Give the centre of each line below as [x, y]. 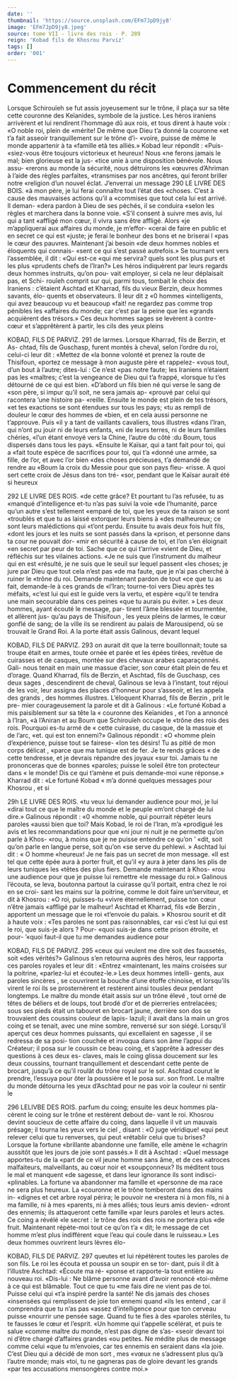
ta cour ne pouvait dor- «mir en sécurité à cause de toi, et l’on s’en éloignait [117, 541]
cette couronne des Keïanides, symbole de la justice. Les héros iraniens [112, 115]
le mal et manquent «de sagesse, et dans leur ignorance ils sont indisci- [112, 1174]
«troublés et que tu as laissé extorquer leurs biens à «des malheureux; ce [114, 518]
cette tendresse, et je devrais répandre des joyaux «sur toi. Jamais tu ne [112, 758]
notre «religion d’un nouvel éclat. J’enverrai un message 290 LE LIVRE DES [116, 183]
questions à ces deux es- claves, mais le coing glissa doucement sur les [112, 1055]
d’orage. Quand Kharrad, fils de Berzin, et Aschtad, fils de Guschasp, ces [114, 675]
